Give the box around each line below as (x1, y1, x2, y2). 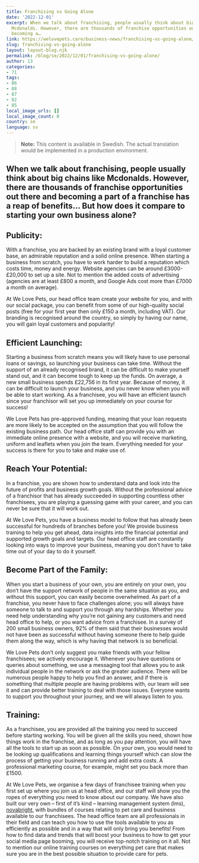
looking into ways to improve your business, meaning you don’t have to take (6, 541, 191, 548)
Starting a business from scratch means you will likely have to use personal (6, 354, 190, 361)
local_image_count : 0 (6, 113, 60, 119)
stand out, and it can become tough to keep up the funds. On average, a (6, 373, 182, 380)
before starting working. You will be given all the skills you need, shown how (6, 732, 192, 739)
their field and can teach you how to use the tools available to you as (6, 819, 174, 826)
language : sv (6, 124, 38, 130)
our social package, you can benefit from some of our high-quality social (6, 301, 184, 309)
